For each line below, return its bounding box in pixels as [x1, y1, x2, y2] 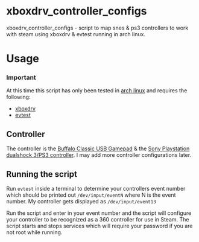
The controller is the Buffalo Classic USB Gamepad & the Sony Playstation [6, 145, 190, 152]
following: [6, 94, 31, 101]
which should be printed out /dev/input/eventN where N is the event [6, 191, 176, 199]
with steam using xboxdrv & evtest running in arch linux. [6, 30, 146, 37]
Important [6, 74, 36, 82]
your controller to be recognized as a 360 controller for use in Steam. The [6, 216, 189, 223]
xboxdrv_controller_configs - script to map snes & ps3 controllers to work [6, 24, 189, 31]
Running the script [6, 169, 77, 179]
